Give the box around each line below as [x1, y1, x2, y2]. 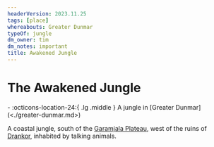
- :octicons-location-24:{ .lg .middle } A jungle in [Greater [7, 103, 174, 111]
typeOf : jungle [7, 30, 52, 37]
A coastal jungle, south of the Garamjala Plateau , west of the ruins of [7, 124, 207, 132]
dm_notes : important [7, 43, 69, 50]
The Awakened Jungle [7, 80, 141, 96]
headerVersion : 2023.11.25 [7, 10, 87, 18]
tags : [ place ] [7, 17, 49, 24]
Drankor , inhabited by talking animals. [7, 132, 117, 140]
